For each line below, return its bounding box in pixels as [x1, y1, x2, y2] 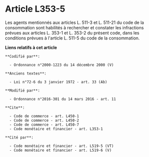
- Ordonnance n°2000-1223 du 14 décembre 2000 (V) [9, 62, 114, 67]
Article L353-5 [5, 3, 66, 15]
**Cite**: [5, 105, 25, 110]
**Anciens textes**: [5, 71, 47, 76]
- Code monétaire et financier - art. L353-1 [9, 126, 103, 131]
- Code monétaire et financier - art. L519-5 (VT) [9, 143, 114, 148]
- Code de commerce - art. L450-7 [9, 122, 79, 127]
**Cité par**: [5, 135, 34, 140]
